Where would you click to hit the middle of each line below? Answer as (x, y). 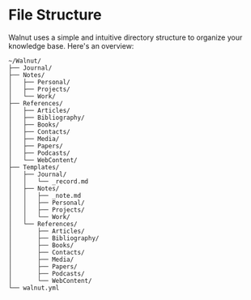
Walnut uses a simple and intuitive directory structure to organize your (125, 37)
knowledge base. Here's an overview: (71, 45)
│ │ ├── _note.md (45, 195)
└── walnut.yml (34, 288)
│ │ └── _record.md (49, 181)
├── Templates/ (34, 167)
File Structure (55, 15)
